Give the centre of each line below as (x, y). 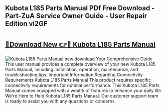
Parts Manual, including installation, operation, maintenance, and (72, 69)
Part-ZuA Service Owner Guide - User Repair (76, 16)
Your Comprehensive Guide (124, 59)
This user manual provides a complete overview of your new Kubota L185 (81, 64)
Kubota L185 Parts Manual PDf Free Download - (80, 8)
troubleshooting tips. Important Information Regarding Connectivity (74, 75)
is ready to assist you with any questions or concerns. (61, 101)
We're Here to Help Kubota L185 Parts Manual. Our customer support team (82, 96)
